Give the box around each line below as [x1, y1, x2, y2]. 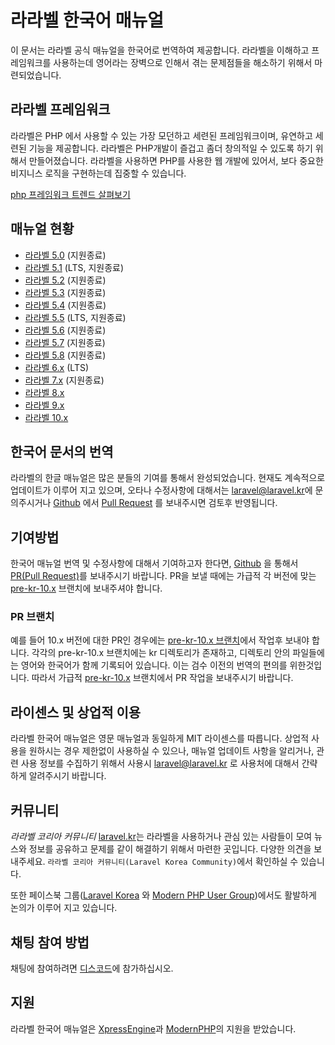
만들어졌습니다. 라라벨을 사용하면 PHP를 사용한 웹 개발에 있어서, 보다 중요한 [28, 154, 324, 166]
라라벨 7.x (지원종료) [24, 374, 105, 386]
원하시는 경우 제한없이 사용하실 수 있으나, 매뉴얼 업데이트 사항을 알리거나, [28, 745, 315, 757]
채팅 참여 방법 [10, 934, 90, 951]
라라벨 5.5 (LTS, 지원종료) [24, 311, 127, 323]
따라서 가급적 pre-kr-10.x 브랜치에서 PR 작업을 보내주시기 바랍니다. [31, 672, 294, 684]
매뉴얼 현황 [10, 221, 75, 238]
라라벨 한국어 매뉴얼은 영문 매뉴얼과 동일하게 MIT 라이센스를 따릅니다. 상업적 [10, 732, 310, 745]
